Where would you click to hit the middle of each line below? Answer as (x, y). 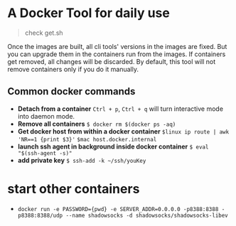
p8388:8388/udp (40, 215)
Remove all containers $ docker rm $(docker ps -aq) (97, 124)
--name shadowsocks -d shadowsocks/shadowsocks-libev (147, 215)
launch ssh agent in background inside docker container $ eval (113, 146)
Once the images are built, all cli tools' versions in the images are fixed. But (117, 46)
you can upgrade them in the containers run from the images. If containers (117, 54)
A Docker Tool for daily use (89, 13)
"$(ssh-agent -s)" (45, 153)
